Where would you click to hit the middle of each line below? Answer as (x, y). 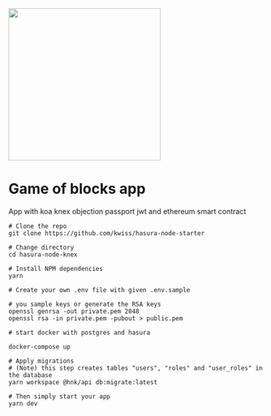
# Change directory (41, 247)
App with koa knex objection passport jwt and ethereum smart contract (127, 211)
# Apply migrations (41, 361)
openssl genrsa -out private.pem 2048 (74, 311)
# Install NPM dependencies (56, 268)
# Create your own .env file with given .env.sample (99, 290)
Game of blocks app (77, 189)
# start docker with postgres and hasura (80, 332)
